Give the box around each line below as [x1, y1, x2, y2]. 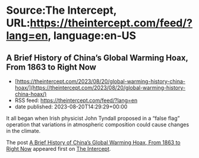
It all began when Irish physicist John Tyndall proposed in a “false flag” [6, 114, 180, 122]
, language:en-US [48, 29, 137, 42]
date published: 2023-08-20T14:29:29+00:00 [14, 103, 128, 110]
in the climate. [6, 128, 41, 134]
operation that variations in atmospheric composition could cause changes [6, 121, 189, 128]
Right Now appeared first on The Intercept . [6, 145, 111, 152]
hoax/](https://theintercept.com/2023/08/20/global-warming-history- [14, 84, 186, 91]
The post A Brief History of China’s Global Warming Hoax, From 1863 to [6, 139, 181, 146]
